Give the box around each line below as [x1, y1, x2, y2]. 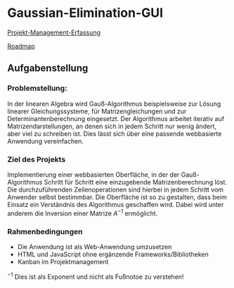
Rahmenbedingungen [7, 227, 83, 237]
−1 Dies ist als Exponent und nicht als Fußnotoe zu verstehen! [7, 271, 184, 281]
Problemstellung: [7, 83, 68, 93]
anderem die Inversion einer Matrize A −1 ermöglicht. [7, 208, 158, 218]
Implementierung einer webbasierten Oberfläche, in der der [7, 170, 180, 179]
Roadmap [7, 42, 35, 50]
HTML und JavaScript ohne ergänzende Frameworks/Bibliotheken [17, 250, 209, 258]
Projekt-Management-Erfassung [7, 28, 100, 37]
